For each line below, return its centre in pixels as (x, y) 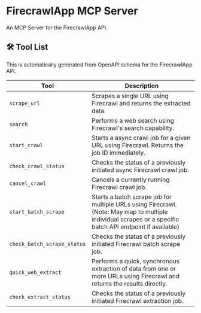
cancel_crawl (28, 183)
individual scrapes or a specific (135, 219)
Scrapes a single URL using (130, 96)
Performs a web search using (133, 120)
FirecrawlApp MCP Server (72, 11)
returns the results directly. (130, 284)
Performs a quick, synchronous (136, 261)
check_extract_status (40, 297)
